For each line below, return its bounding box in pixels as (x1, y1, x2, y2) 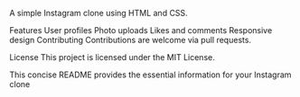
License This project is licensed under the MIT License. (9, 52, 215, 62)
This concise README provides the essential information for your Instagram (9, 69, 292, 80)
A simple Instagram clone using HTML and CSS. (9, 8, 188, 18)
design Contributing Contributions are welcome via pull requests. (9, 35, 251, 45)
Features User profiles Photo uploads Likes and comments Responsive (9, 25, 273, 35)
